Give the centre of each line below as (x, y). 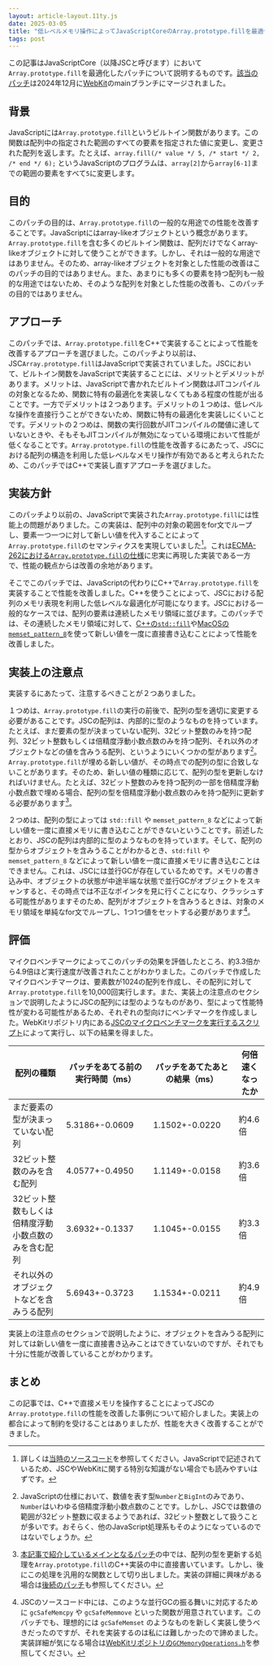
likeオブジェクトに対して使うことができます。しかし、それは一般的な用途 (131, 252)
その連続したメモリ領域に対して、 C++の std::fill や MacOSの (126, 624)
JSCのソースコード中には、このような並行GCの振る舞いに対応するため (139, 1601)
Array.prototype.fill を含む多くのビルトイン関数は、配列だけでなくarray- (133, 243)
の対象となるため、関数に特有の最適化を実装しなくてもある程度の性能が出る (136, 394)
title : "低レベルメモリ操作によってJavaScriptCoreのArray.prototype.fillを (130, 31)
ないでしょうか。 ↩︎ (60, 1536)
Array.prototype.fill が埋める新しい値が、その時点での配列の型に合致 (127, 761)
